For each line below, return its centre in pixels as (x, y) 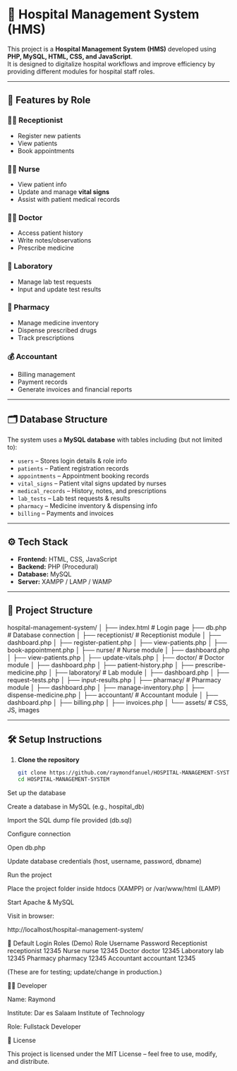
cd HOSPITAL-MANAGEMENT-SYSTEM (63, 780)
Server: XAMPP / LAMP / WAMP (65, 581)
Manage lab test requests (54, 282)
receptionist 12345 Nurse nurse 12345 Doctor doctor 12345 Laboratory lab (116, 951)
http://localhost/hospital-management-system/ (75, 930)
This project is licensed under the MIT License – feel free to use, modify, (112, 1054)
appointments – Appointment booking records (83, 476)
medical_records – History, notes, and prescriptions (92, 490)
